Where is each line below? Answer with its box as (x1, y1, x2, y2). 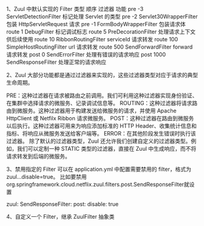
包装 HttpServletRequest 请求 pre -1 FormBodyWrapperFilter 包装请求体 (6, 21, 186, 27)
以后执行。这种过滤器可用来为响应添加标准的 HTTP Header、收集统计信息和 (6, 122, 197, 129)
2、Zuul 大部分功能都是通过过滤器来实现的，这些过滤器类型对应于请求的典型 (6, 72, 199, 78)
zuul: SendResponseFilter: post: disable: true (6, 200, 119, 208)
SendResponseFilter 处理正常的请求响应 (6, 58, 107, 66)
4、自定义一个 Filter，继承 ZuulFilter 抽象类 (6, 213, 114, 220)
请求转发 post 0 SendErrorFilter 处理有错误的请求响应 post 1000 (6, 51, 166, 58)
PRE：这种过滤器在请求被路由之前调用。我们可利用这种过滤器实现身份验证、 (6, 92, 198, 99)
